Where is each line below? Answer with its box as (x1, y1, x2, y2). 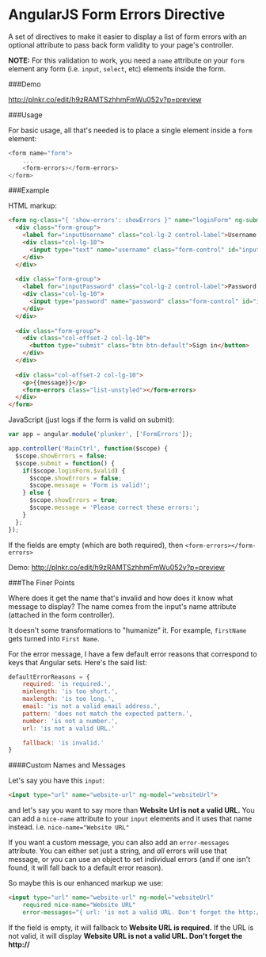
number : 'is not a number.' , (22, 717, 119, 725)
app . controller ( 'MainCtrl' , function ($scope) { (8, 445, 169, 453)
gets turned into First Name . (8, 634, 100, 643)
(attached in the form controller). (8, 610, 115, 619)
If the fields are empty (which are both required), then (8, 540, 184, 549)
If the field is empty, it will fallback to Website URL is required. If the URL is (8, 922, 254, 932)
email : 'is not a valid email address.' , (22, 702, 161, 710)
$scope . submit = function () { (15, 459, 115, 467)
